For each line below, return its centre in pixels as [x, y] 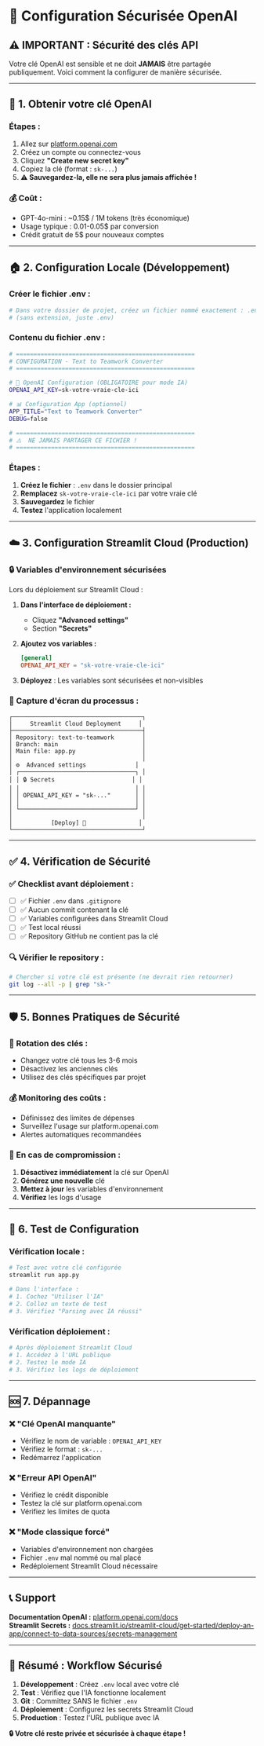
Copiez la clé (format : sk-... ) [69, 169]
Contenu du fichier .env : [57, 338]
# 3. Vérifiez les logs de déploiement [74, 1370]
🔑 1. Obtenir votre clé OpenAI [80, 104]
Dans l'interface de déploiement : [76, 605]
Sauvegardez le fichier [57, 501]
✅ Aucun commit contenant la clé [74, 910]
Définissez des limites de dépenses [78, 1118]
